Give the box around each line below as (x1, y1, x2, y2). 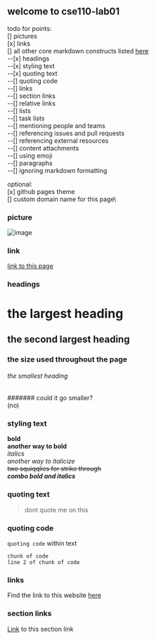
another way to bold (7, 442, 67, 451)
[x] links (7, 39, 30, 48)
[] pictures (7, 32, 37, 40)
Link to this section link (7, 625, 74, 633)
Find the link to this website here (7, 591, 102, 600)
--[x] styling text (7, 61, 55, 70)
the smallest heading (7, 372, 68, 380)
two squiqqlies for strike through (7, 464, 102, 473)
